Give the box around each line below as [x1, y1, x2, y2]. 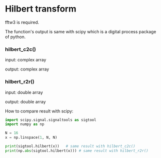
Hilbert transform [5, 3, 77, 14]
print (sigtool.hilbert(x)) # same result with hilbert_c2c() [5, 144, 136, 149]
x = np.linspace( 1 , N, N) [5, 135, 57, 140]
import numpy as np [5, 122, 45, 127]
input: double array [5, 89, 43, 95]
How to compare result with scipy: [5, 108, 74, 114]
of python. [5, 34, 26, 40]
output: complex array [5, 66, 49, 72]
